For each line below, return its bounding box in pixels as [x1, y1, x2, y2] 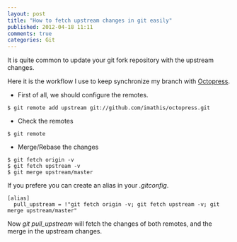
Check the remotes [17, 117, 74, 126]
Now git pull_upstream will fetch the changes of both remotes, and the [7, 219, 212, 228]
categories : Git [7, 37, 55, 44]
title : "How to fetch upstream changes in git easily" [7, 17, 173, 24]
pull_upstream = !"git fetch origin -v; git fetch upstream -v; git [13, 201, 220, 208]
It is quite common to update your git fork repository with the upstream [7, 56, 214, 64]
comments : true [7, 30, 52, 37]
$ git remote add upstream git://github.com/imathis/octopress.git [7, 104, 211, 111]
